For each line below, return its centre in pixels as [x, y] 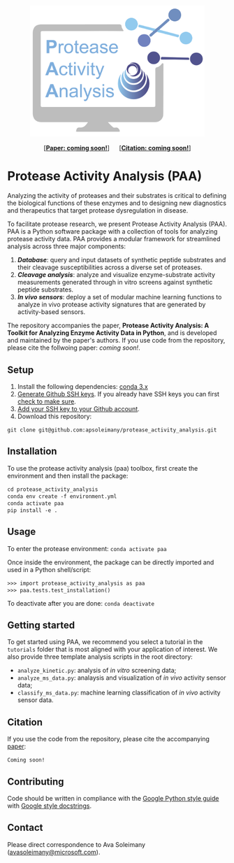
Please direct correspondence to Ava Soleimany [76, 844]
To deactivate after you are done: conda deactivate [81, 603]
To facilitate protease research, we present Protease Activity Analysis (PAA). [117, 224]
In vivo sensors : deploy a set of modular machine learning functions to [119, 297]
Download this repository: [54, 416]
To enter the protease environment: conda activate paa [87, 548]
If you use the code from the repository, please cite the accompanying [108, 739]
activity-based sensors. [51, 312]
